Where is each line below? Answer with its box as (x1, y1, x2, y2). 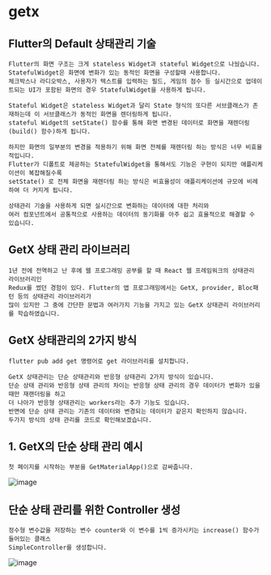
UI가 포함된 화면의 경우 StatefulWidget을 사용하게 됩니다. (28, 86, 206, 94)
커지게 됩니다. (32, 186, 74, 194)
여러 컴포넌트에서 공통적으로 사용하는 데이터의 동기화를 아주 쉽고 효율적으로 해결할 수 (8, 211, 256, 219)
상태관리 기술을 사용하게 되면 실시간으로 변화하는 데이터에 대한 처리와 (8, 202, 210, 210)
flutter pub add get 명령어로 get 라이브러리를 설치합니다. (8, 357, 190, 365)
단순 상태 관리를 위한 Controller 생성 (8, 503, 180, 517)
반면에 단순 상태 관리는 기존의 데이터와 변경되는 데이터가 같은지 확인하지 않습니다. (8, 407, 248, 415)
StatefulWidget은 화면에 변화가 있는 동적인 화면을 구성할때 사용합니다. (8, 69, 222, 77)
